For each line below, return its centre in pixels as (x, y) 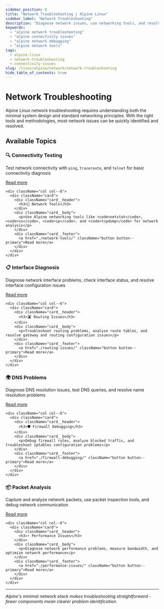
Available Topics (31, 141)
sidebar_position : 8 (27, 9)
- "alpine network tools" (36, 46)
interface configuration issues (36, 285)
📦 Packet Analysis (28, 487)
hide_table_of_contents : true (36, 73)
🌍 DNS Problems (26, 377)
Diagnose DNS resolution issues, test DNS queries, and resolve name (75, 390)
